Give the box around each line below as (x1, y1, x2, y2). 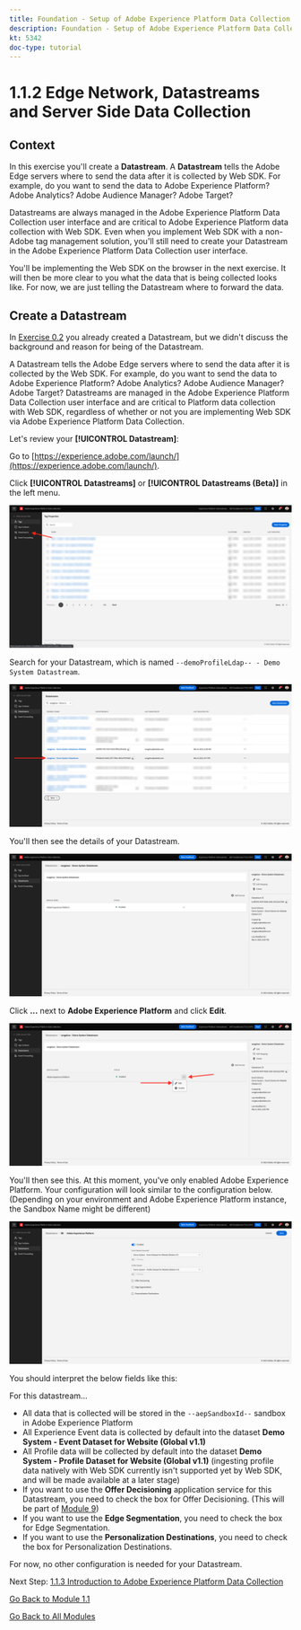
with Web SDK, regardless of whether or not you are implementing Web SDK (9, 407, 291, 418)
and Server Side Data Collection (9, 101, 252, 122)
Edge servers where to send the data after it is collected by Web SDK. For (9, 171, 281, 181)
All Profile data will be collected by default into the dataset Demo (21, 1446, 262, 1457)
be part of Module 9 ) (21, 1502, 99, 1513)
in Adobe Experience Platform (21, 1417, 133, 1428)
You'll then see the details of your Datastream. (9, 836, 181, 846)
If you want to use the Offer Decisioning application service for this (21, 1484, 272, 1494)
